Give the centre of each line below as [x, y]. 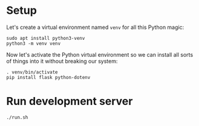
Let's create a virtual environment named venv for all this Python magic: [95, 27]
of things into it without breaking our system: [62, 61]
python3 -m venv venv [34, 43]
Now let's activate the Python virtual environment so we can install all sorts [100, 54]
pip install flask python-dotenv [48, 77]
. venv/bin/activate [32, 72]
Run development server [70, 102]
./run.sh [17, 117]
